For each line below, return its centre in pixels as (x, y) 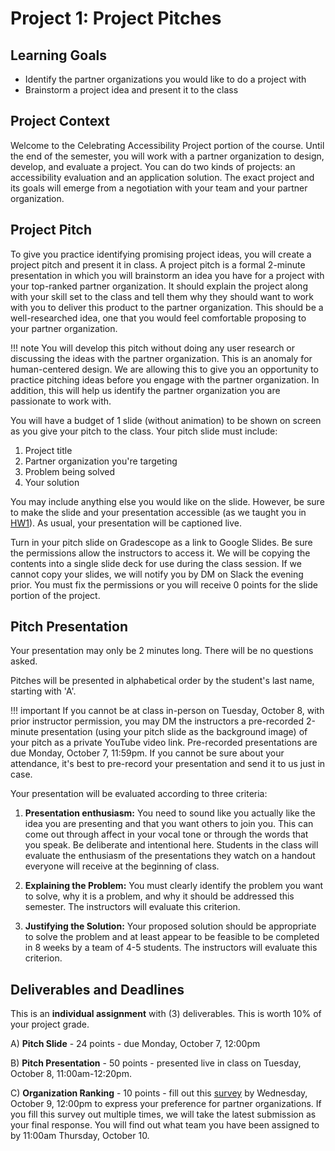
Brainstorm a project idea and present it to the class (131, 90)
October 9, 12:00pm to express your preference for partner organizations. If (166, 1104)
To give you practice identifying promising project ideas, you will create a (161, 254)
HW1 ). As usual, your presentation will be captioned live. (126, 523)
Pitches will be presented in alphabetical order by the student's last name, (162, 681)
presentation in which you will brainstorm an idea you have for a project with (167, 275)
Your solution (52, 482)
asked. (24, 661)
